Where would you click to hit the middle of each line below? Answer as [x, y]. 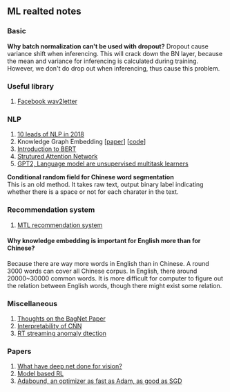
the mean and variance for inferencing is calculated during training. [103, 61]
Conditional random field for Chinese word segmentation [90, 177]
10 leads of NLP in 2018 [50, 134]
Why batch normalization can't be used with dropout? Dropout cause [108, 46]
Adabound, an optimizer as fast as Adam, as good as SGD [99, 381]
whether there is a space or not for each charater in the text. [93, 192]
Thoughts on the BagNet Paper [61, 319]
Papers [19, 351]
